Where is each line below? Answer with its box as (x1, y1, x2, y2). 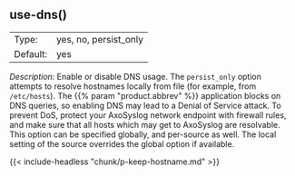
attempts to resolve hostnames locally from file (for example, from (9, 81, 257, 92)
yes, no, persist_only (55, 33, 143, 45)
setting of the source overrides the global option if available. (9, 138, 235, 149)
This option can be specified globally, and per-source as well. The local (9, 129, 277, 140)
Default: (14, 47, 48, 60)
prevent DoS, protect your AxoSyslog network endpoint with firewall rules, (9, 109, 287, 121)
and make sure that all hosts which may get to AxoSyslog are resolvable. (9, 119, 280, 130)
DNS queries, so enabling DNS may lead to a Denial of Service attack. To (9, 100, 281, 111)
